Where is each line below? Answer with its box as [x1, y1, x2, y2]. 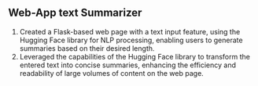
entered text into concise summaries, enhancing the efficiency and [19, 60, 237, 70]
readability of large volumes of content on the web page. [19, 68, 205, 77]
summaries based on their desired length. [19, 43, 155, 53]
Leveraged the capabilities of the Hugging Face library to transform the [19, 52, 250, 61]
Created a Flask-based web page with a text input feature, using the [19, 27, 241, 36]
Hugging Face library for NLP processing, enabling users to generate [19, 35, 243, 45]
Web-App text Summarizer [8, 6, 142, 20]
